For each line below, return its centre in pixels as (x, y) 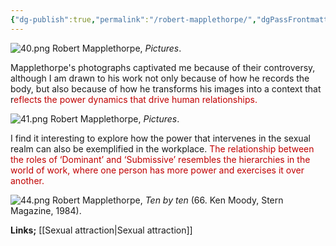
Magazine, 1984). (46, 210)
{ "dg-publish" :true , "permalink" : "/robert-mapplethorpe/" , (133, 19)
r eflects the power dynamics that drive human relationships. (134, 99)
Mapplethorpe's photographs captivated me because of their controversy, (163, 67)
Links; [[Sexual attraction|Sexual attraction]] (101, 230)
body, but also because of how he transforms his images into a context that (166, 88)
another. (27, 180)
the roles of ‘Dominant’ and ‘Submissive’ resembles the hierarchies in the (160, 159)
